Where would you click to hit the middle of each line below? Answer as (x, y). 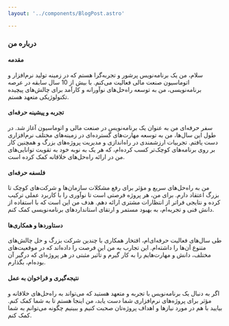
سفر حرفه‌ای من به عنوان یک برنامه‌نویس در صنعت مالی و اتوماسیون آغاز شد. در (110, 127)
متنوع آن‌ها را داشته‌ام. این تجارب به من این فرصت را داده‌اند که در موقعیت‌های (107, 248)
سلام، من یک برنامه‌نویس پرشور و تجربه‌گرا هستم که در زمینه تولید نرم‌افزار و (105, 75)
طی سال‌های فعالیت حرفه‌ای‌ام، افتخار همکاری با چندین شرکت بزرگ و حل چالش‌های (115, 240)
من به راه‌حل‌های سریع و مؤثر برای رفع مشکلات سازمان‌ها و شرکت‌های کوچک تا (109, 188)
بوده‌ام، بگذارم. (27, 262)
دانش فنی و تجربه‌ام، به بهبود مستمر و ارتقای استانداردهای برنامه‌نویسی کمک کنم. (111, 210)
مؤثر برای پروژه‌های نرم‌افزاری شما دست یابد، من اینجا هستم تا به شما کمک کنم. (110, 300)
